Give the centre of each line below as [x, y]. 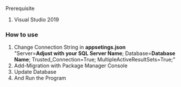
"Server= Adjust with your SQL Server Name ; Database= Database [95, 53]
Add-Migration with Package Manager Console [71, 66]
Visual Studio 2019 [36, 19]
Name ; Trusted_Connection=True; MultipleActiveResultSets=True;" [95, 60]
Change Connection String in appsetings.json [70, 47]
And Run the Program [40, 78]
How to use [22, 34]
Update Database [35, 72]
